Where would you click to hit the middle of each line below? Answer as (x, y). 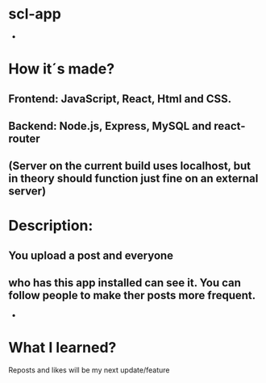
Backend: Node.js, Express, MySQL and (110, 126)
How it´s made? (62, 69)
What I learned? (62, 347)
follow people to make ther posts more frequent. (132, 296)
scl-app (35, 14)
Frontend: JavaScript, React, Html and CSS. (120, 99)
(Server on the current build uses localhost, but (130, 166)
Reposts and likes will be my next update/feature (89, 370)
